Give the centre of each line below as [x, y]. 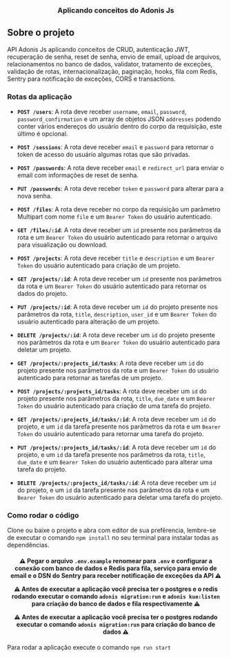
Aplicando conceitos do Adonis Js [116, 10]
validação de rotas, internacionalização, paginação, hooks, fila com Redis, [112, 71]
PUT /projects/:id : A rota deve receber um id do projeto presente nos [118, 307]
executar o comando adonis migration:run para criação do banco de [116, 624]
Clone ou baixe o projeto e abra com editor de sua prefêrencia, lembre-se [112, 530]
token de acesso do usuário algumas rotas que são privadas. [104, 155]
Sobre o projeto [41, 33]
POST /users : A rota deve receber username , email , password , [102, 112]
